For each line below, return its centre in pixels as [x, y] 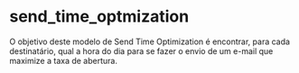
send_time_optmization [99, 17]
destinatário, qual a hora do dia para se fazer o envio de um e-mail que [141, 50]
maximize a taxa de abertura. [63, 60]
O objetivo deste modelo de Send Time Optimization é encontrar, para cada [150, 41]
